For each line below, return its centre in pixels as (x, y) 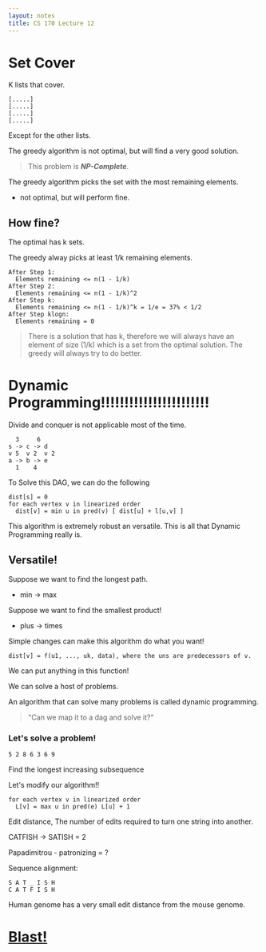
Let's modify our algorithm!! (54, 785)
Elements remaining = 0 (55, 321)
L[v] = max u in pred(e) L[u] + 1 (73, 807)
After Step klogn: (39, 315)
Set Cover (42, 63)
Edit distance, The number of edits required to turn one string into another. (131, 821)
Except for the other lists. (50, 135)
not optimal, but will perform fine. (75, 198)
